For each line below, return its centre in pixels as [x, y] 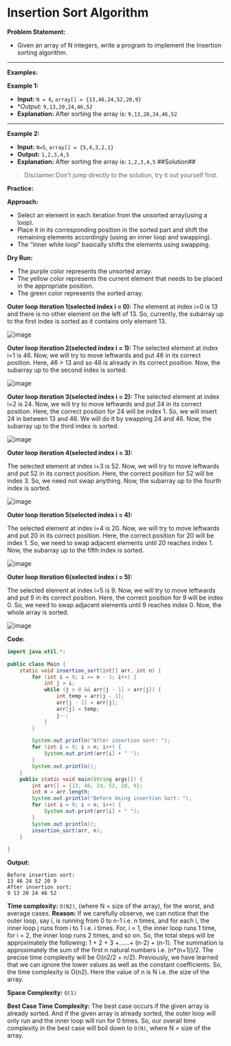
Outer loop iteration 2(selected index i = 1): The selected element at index [113, 348]
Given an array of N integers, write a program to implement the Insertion [119, 45]
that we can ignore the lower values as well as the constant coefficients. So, [114, 965]
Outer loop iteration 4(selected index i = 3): [70, 453]
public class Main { [37, 664]
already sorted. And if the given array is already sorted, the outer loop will [112, 1014]
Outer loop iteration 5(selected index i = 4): [70, 515]
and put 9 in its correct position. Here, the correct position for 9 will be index [115, 598]
